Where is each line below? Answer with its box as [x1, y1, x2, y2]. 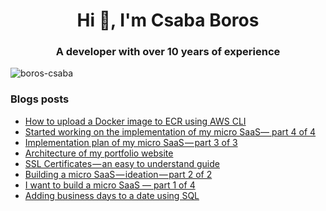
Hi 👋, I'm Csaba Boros [76, 9, 260, 32]
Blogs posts [10, 92, 70, 106]
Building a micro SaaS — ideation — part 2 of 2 [24, 168, 213, 180]
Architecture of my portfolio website [24, 147, 174, 159]
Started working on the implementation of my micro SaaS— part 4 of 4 [24, 125, 317, 138]
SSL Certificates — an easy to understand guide [24, 157, 220, 169]
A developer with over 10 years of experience [55, 45, 281, 59]
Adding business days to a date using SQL [24, 189, 200, 201]
